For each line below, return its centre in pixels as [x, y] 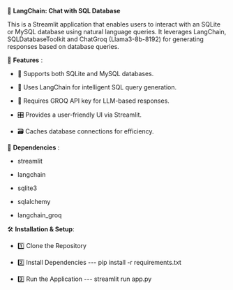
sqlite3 [27, 188]
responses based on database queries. [63, 46]
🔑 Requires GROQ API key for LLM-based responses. [93, 101]
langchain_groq [39, 215]
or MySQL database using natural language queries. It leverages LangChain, [117, 32]
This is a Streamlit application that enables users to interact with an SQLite [114, 24]
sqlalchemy [34, 202]
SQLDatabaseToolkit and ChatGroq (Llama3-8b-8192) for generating [106, 39]
